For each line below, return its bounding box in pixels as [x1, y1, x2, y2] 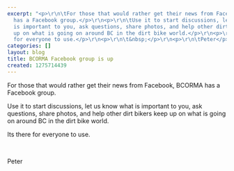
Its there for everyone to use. [7, 130, 91, 138]
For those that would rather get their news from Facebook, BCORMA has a [7, 81, 221, 89]
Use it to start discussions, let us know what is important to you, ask [7, 101, 203, 110]
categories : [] [7, 42, 52, 49]
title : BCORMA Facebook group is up [7, 56, 114, 63]
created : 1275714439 [7, 62, 68, 69]
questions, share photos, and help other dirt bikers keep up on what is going [7, 109, 226, 117]
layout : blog [7, 49, 45, 56]
